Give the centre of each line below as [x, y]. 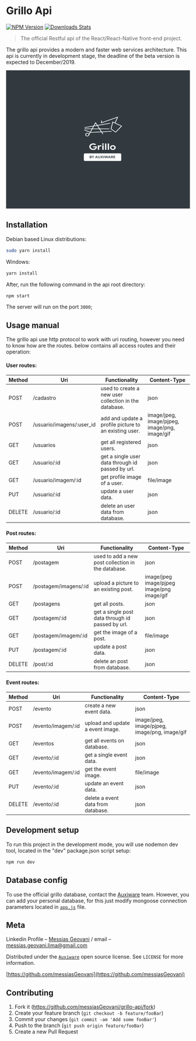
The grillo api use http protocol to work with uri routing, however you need [95, 339]
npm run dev [20, 862]
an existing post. [113, 589]
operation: [18, 352]
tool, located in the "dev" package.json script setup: [69, 850]
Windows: [18, 262]
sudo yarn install [28, 250]
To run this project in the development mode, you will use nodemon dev [92, 844]
